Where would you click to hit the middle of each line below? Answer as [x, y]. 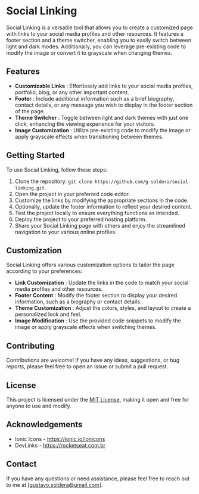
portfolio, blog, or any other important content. [72, 92]
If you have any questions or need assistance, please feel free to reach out [98, 479]
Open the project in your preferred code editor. [72, 194]
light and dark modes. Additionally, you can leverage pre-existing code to [96, 46]
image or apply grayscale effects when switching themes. [85, 327]
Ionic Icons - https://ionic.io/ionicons [60, 439]
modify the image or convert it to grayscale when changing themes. [89, 52]
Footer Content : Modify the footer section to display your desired [96, 296]
